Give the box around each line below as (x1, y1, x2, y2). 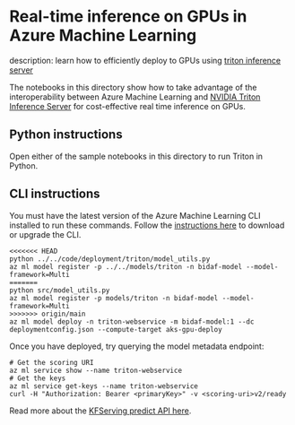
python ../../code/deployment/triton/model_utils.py (9, 254, 211, 264)
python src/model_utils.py (9, 285, 110, 295)
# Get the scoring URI (9, 358, 94, 367)
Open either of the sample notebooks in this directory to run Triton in (9, 151, 263, 161)
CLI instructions (9, 186, 100, 202)
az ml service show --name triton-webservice (9, 366, 182, 375)
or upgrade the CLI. (9, 229, 82, 239)
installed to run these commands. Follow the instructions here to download (9, 220, 285, 230)
